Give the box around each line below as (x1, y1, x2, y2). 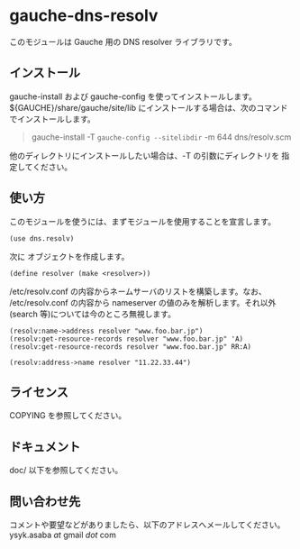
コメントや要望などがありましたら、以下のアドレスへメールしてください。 (9, 519, 286, 530)
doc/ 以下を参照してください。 (9, 465, 123, 476)
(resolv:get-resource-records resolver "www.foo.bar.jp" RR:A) (9, 342, 252, 352)
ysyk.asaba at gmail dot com (9, 529, 117, 540)
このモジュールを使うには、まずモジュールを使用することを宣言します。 (9, 215, 277, 226)
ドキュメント (9, 439, 81, 454)
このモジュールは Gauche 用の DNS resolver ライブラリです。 (9, 36, 237, 47)
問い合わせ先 (9, 493, 81, 509)
